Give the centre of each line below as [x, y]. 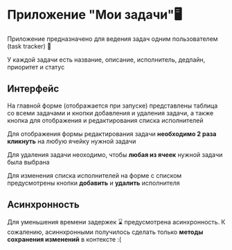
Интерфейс [33, 89]
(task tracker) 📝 [29, 46]
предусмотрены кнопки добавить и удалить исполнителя [93, 183]
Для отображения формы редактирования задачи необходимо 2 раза [112, 133]
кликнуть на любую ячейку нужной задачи [72, 141]
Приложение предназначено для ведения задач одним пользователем [113, 39]
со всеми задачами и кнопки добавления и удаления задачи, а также [110, 112]
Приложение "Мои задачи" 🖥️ [95, 15]
